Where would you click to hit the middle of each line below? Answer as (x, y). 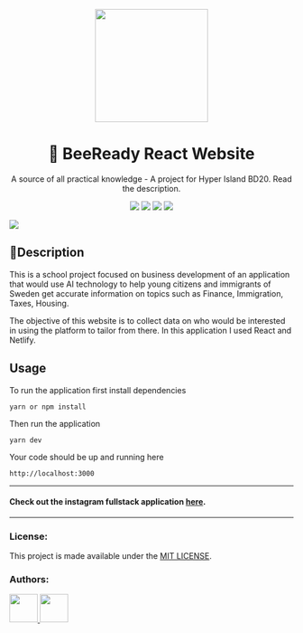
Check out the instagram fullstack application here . (108, 502)
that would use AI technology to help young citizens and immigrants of (140, 284)
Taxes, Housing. (39, 303)
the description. (151, 188)
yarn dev (26, 440)
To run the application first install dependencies (98, 390)
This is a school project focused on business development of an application (150, 274)
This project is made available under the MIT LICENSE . (110, 556)
